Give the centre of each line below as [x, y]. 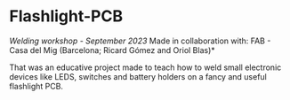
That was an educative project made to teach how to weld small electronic [145, 67]
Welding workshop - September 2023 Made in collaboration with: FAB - [140, 41]
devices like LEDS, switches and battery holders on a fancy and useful [138, 76]
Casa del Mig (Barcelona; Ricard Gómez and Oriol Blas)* [112, 50]
